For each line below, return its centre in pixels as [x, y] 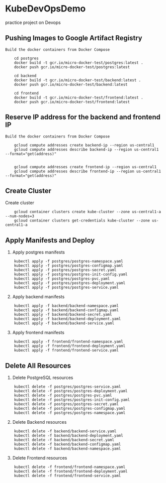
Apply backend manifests [38, 297]
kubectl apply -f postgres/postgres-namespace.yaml [69, 261]
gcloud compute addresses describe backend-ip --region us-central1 [86, 149]
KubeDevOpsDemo [45, 9]
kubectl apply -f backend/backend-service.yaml [64, 323]
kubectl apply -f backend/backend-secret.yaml [63, 315]
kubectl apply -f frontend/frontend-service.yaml [67, 351]
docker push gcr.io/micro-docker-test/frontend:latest [72, 102]
